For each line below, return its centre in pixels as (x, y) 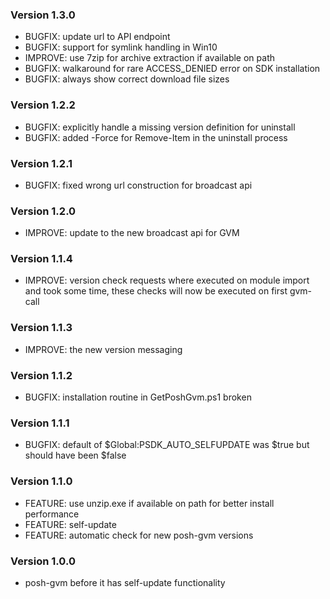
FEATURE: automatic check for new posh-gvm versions (139, 535)
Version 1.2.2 (43, 105)
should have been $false (75, 455)
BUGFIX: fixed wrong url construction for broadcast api (138, 185)
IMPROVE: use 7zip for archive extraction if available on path (150, 58)
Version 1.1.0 (41, 481)
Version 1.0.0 (43, 561)
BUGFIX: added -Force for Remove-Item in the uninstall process (156, 137)
